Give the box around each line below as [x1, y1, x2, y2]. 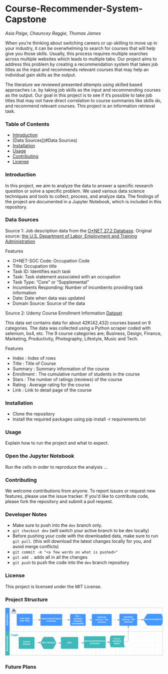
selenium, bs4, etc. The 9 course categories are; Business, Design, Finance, [5, 330, 162, 336]
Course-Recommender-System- [5, 3, 143, 15]
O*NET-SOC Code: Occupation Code [12, 257, 90, 263]
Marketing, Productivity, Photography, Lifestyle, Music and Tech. [5, 335, 138, 342]
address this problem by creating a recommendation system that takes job [5, 61, 158, 67]
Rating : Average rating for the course [12, 382, 90, 388]
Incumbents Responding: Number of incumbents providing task [12, 284, 143, 290]
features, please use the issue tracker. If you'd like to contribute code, [5, 493, 149, 499]
